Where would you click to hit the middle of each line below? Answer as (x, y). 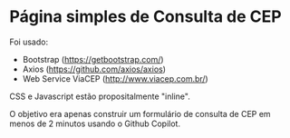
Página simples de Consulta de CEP (146, 17)
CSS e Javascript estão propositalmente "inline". (100, 96)
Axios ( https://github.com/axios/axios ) (94, 69)
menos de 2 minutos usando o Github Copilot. (95, 123)
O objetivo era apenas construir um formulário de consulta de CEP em (140, 113)
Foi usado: (29, 42)
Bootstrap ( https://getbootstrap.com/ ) (93, 59)
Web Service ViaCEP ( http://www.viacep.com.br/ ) (115, 78)
